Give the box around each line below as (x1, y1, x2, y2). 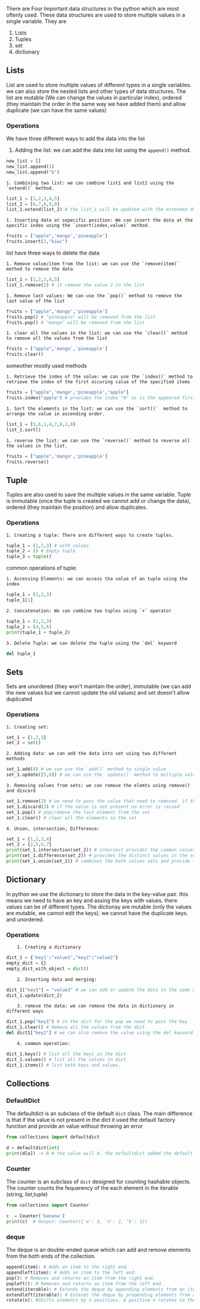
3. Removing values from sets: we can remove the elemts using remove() (6, 783, 190, 789)
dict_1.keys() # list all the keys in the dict (6, 1051, 127, 1057)
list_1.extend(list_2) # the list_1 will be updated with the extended (6, 207, 187, 213)
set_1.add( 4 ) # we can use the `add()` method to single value (6, 766, 167, 772)
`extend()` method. (6, 185, 55, 191)
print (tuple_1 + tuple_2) (6, 629, 70, 635)
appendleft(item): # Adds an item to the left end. (6, 1270, 137, 1276)
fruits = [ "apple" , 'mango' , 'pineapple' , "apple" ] (6, 390, 129, 396)
